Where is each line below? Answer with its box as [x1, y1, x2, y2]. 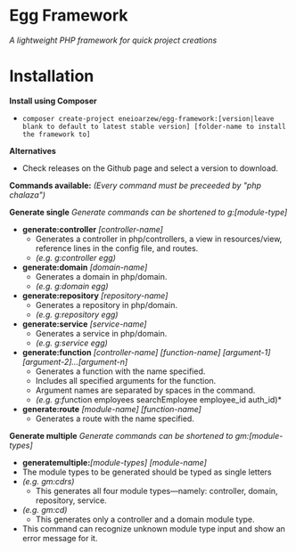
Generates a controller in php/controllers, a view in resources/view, [35, 233, 283, 244]
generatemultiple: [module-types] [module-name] [21, 457, 208, 467]
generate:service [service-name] [21, 318, 147, 329]
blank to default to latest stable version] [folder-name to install [21, 122, 287, 131]
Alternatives [9, 145, 56, 156]
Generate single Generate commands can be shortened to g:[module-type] [9, 207, 288, 217]
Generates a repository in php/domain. [35, 299, 178, 310]
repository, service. [35, 495, 107, 506]
